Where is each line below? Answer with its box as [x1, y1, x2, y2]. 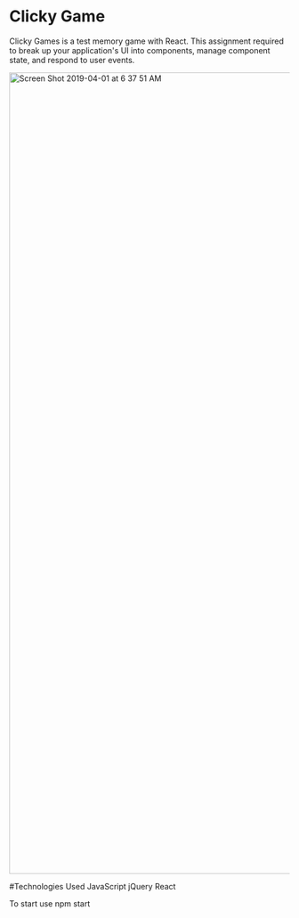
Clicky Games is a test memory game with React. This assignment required [9, 36, 285, 46]
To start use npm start [9, 898, 91, 909]
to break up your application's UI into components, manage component [9, 45, 271, 55]
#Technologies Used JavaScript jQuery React [9, 881, 176, 891]
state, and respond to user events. [9, 54, 135, 65]
